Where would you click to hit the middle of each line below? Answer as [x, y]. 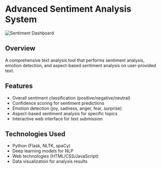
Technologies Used [35, 134]
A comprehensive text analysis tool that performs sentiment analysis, [75, 60]
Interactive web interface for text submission [57, 119]
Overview [20, 48]
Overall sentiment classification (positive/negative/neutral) [71, 98]
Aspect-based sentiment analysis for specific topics [65, 113]
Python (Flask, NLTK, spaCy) [41, 146]
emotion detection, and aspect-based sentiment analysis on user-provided [80, 65]
